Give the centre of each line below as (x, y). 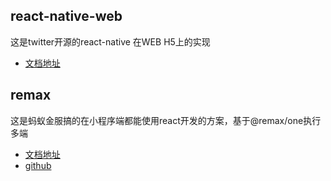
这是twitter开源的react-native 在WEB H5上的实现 (110, 41)
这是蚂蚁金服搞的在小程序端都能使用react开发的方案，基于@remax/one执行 (166, 120)
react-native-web (66, 16)
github (38, 165)
